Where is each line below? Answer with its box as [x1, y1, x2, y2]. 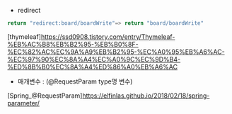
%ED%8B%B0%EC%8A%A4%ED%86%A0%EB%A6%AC [7, 62, 178, 71]
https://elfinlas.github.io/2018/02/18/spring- [82, 91, 210, 100]
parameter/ [7, 98, 40, 107]
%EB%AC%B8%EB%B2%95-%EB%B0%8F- [7, 40, 139, 48]
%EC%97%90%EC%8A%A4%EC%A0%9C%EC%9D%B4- [7, 55, 181, 63]
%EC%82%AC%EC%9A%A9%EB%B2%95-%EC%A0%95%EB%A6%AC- [7, 47, 225, 56]
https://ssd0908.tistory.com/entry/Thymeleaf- [40, 32, 175, 41]
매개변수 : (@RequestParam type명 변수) [17, 77, 133, 86]
